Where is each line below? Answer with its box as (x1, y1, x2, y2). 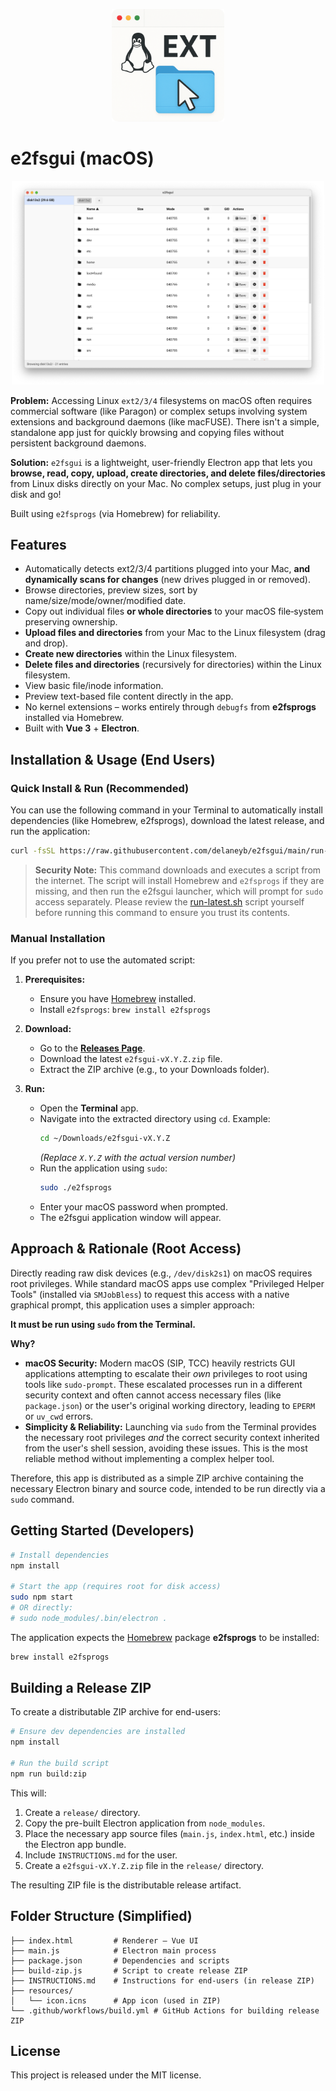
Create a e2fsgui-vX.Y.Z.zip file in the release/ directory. (24, 1859, 264, 1871)
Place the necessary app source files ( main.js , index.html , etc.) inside (24, 1827, 315, 1839)
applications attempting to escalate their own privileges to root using (24, 1367, 308, 1379)
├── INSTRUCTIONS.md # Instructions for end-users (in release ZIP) (10, 1975, 315, 1986)
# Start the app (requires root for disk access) (10, 1582, 222, 1592)
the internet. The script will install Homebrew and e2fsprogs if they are (34, 874, 325, 886)
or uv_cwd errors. (24, 1410, 94, 1422)
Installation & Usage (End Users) (10, 751, 216, 768)
